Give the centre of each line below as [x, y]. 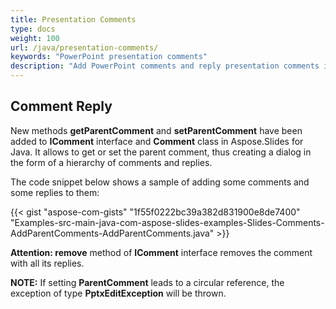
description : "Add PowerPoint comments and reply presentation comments [165, 66]
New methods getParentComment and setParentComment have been [156, 130]
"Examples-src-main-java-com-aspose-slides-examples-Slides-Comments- [167, 222]
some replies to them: [55, 192]
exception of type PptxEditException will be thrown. [118, 293]
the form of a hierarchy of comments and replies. [111, 162]
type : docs [33, 29]
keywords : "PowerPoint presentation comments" [109, 57]
